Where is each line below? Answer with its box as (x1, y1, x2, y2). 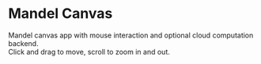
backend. (8, 38, 39, 48)
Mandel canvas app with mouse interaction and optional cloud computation (8, 30, 254, 40)
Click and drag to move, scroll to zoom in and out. (8, 47, 170, 56)
